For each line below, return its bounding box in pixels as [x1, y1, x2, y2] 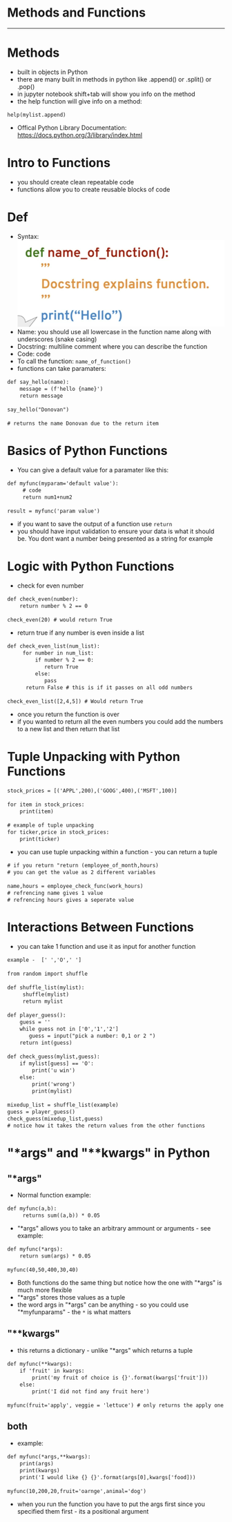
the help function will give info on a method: [17, 97, 143, 105]
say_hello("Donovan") [7, 406, 70, 414]
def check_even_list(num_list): [7, 643, 100, 650]
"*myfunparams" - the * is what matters [17, 1307, 131, 1316]
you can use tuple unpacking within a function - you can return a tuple [17, 847, 217, 856]
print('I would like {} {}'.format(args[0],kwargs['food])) [19, 1474, 196, 1481]
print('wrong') [32, 1081, 76, 1088]
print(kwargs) [19, 1467, 60, 1474]
